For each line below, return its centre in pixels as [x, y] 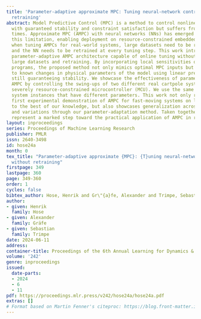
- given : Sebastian [31, 229]
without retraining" [37, 162]
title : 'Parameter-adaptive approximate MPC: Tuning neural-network [93, 12]
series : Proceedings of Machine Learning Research [71, 129]
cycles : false [24, 190]
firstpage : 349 [25, 168]
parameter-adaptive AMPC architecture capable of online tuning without [104, 56]
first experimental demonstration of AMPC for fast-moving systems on [101, 101]
